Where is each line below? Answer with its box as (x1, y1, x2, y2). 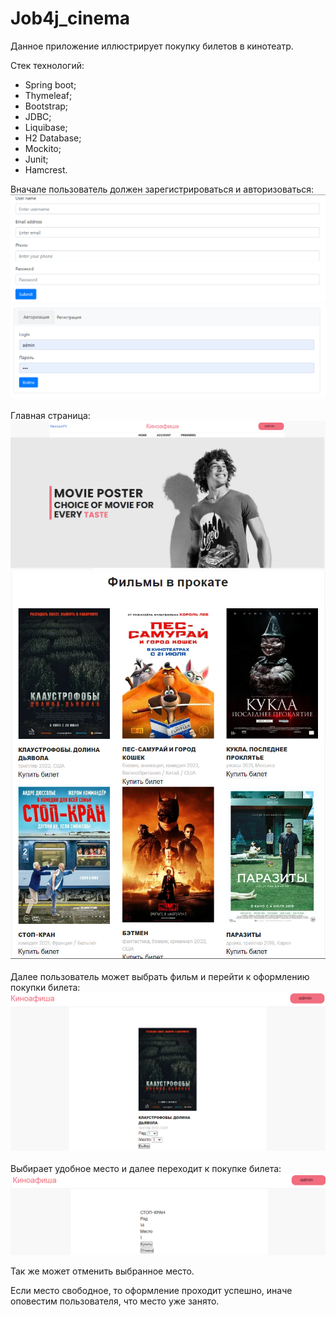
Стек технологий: (10, 59, 85, 71)
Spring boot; (24, 78, 77, 91)
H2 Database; (24, 132, 82, 144)
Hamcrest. (24, 163, 68, 176)
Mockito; (24, 142, 62, 154)
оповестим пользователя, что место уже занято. (10, 1295, 220, 1307)
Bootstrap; (24, 100, 69, 112)
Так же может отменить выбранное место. (10, 1265, 195, 1277)
